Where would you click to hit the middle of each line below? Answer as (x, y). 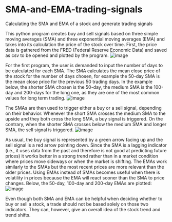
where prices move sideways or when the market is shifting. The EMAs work (86, 161)
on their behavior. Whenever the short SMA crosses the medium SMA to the (85, 113)
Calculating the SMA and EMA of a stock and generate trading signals (79, 24)
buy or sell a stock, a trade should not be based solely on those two (77, 204)
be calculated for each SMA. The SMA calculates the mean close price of (83, 71)
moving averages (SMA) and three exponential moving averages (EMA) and (85, 39)
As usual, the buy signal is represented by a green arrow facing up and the (84, 139)
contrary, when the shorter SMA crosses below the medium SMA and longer (86, 124)
